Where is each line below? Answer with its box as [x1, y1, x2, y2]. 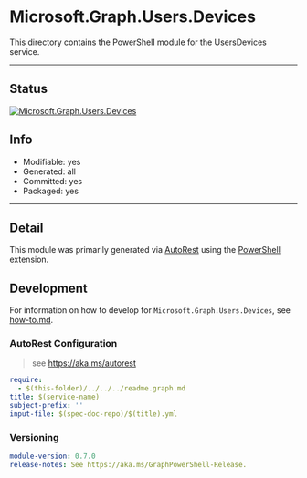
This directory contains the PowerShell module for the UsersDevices [9, 36, 267, 47]
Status [9, 81, 48, 97]
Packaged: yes [22, 185, 79, 196]
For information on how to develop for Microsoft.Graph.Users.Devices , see [9, 305, 291, 316]
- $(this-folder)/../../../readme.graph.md [17, 384, 185, 393]
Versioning [9, 431, 59, 443]
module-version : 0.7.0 [9, 452, 96, 462]
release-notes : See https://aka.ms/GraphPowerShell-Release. [9, 461, 248, 470]
